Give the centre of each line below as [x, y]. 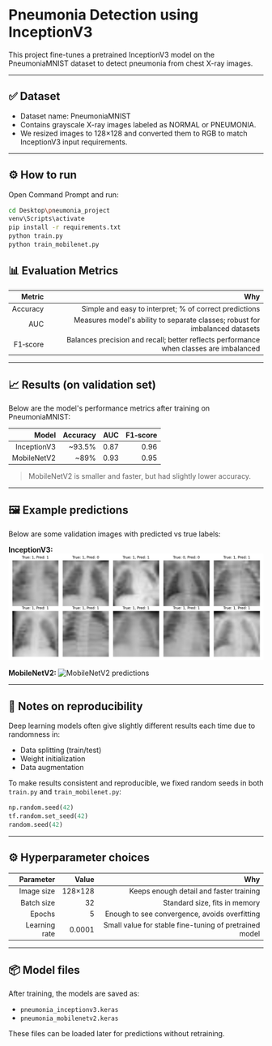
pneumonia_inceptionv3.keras [69, 1010]
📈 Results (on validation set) [82, 384]
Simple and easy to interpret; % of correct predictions [171, 308]
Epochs [42, 914]
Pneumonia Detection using [104, 15]
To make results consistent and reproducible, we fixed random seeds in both [136, 783]
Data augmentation [52, 768]
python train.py [36, 236]
